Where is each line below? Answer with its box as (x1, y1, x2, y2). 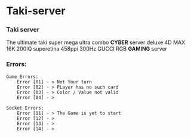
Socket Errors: (6, 105, 44, 111)
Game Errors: (6, 73, 39, 80)
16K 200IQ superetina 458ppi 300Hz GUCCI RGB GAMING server (6, 45, 168, 52)
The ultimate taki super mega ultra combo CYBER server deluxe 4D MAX (6, 39, 186, 46)
